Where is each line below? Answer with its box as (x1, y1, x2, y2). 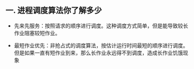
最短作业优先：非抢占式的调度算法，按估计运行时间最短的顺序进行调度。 (13, 42, 188, 49)
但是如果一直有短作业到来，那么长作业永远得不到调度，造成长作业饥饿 (13, 49, 183, 56)
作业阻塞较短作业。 (13, 29, 61, 36)
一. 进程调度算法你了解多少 (5, 5, 102, 16)
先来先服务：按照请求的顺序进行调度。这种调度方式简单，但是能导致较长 (13, 22, 188, 29)
